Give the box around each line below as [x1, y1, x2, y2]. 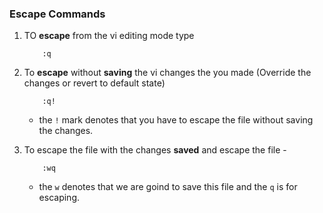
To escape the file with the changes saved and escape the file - [23, 144, 287, 156]
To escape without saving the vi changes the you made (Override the [23, 67, 312, 79]
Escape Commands [9, 7, 106, 21]
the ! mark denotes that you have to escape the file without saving [38, 114, 314, 126]
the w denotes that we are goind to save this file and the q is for [38, 181, 298, 193]
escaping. [38, 192, 80, 204]
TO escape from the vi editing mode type [23, 30, 195, 42]
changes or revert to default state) [23, 77, 166, 89]
